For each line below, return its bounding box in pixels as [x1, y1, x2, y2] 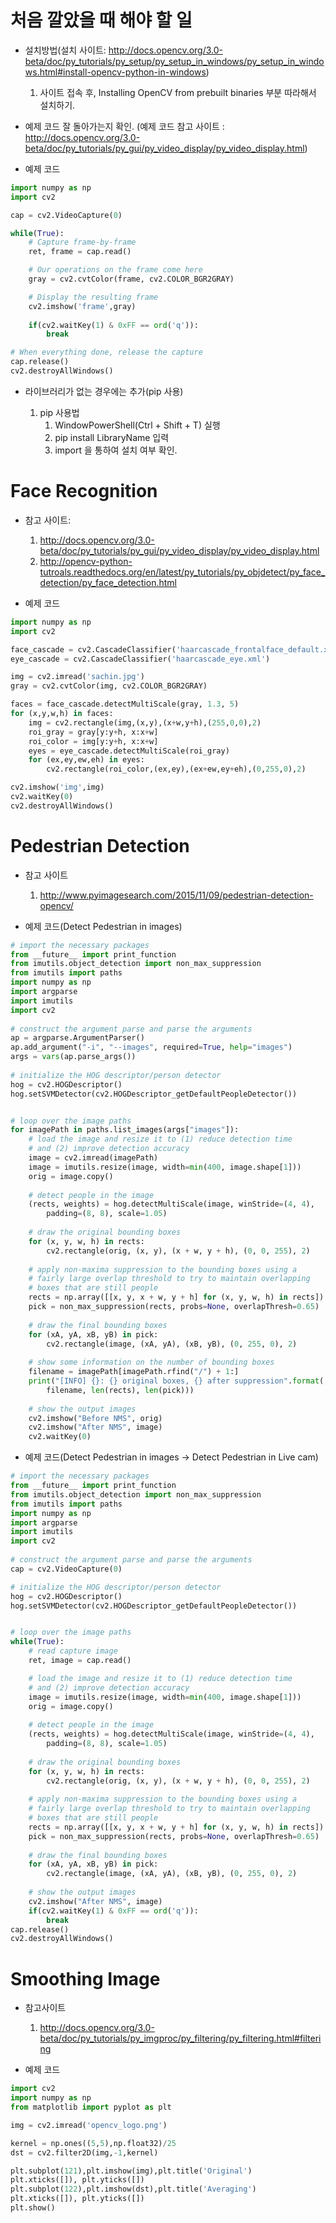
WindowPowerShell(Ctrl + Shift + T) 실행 [54, 419, 221, 431]
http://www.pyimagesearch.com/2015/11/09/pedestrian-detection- [39, 889, 314, 901]
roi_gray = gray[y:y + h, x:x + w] [28, 727, 159, 737]
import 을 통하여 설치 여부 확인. [54, 444, 178, 456]
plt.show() [10, 2203, 56, 2213]
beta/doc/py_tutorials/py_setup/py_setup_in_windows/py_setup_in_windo [24, 55, 325, 67]
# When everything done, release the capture [10, 347, 203, 358]
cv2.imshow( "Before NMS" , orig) [28, 1413, 163, 1423]
